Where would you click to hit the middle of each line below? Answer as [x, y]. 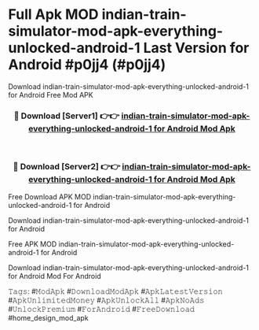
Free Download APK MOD [50, 197]
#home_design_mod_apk [48, 317]
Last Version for [196, 48]
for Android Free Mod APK [51, 95]
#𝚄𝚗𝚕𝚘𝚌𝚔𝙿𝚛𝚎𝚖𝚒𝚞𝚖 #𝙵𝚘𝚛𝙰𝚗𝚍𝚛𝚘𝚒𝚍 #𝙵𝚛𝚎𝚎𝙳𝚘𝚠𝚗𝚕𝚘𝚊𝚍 [101, 309]
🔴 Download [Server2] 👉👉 [67, 167]
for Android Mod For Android [55, 276]
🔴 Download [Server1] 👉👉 [67, 116]
